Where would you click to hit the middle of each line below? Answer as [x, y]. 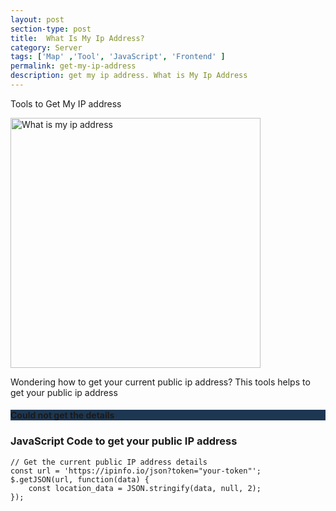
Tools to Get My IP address [66, 103]
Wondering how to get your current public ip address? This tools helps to [160, 382]
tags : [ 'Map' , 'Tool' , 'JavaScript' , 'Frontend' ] [118, 57]
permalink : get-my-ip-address [73, 66]
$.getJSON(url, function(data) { [80, 479]
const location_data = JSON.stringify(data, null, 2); [145, 488]
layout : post [37, 19]
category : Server [46, 47]
